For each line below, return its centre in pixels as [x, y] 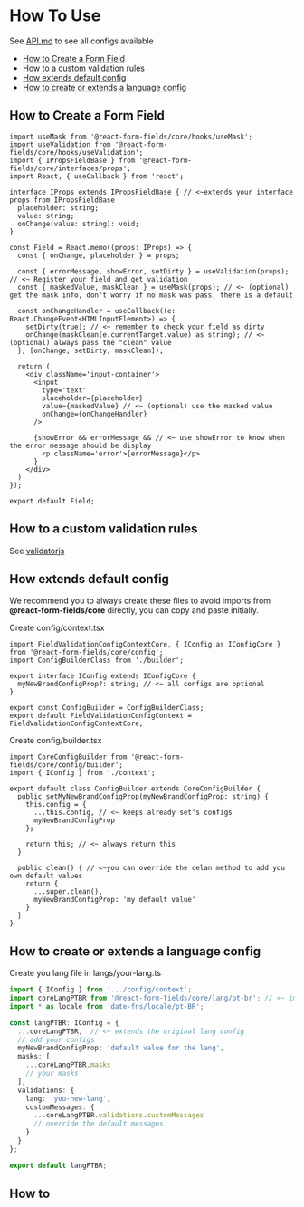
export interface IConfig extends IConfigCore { [103, 676]
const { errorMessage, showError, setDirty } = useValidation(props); [153, 271]
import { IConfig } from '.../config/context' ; [101, 990]
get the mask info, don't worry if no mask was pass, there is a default [152, 295]
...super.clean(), [68, 892]
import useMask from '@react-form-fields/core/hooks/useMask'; [131, 137]
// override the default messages [99, 1124]
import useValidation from [60, 144]
